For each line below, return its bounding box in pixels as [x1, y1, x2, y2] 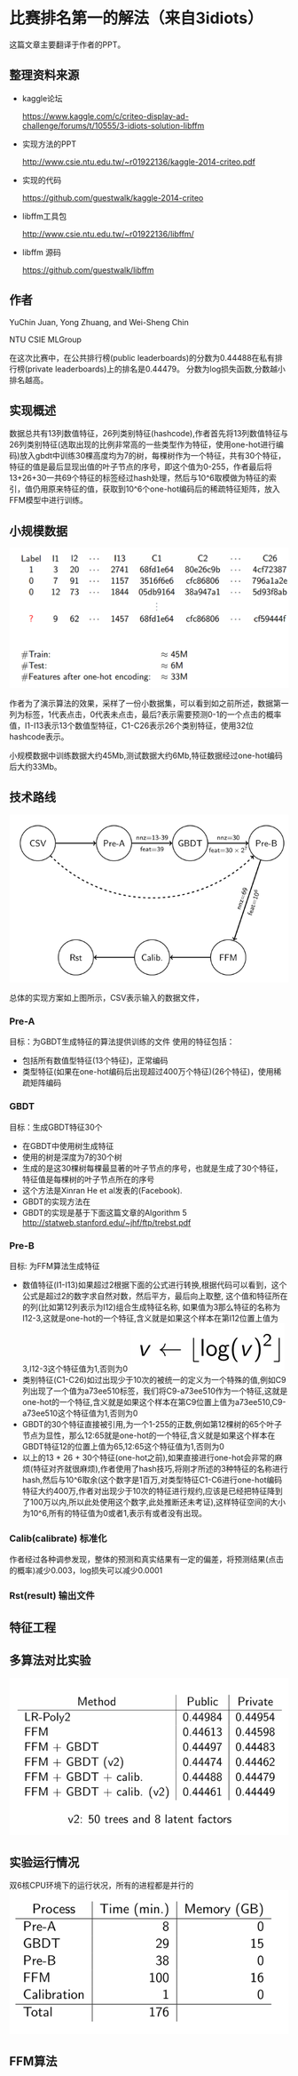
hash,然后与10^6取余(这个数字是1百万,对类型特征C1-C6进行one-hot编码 [21, 1474, 283, 1485]
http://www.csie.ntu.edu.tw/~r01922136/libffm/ [21, 228, 195, 239]
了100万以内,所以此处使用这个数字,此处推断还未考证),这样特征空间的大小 [21, 1497, 286, 1507]
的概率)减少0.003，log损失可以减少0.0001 [9, 1565, 163, 1576]
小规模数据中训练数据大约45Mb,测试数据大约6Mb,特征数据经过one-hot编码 [9, 750, 284, 761]
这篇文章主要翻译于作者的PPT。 [9, 39, 126, 50]
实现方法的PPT [21, 139, 77, 149]
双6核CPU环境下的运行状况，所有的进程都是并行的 [9, 1880, 194, 1891]
